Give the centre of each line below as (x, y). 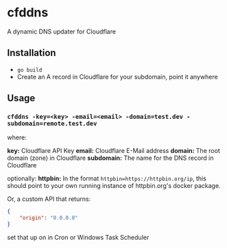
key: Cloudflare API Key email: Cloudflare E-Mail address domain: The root (114, 151)
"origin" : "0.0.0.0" (49, 218)
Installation (32, 53)
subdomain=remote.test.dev (52, 124)
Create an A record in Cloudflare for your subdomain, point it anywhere (117, 77)
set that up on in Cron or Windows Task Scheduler (78, 238)
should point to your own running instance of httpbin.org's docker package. (114, 186)
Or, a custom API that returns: (49, 199)
